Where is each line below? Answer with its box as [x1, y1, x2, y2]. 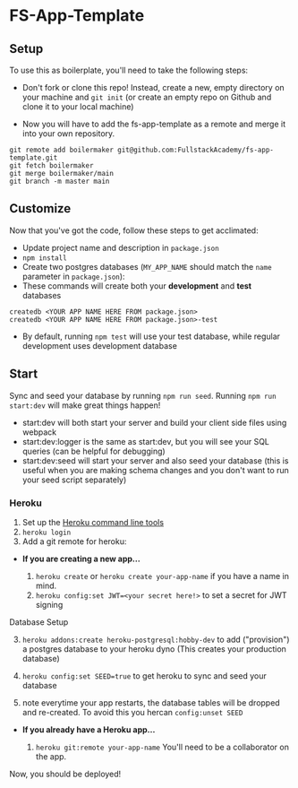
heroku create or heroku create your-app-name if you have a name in [35, 570, 289, 581]
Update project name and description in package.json [21, 242, 219, 253]
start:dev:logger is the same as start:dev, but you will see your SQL [21, 436, 270, 446]
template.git [9, 153, 58, 162]
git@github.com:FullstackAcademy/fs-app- [117, 145, 275, 154]
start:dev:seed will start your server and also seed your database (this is [21, 455, 289, 466]
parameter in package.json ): [21, 271, 125, 281]
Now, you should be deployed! [9, 768, 122, 779]
